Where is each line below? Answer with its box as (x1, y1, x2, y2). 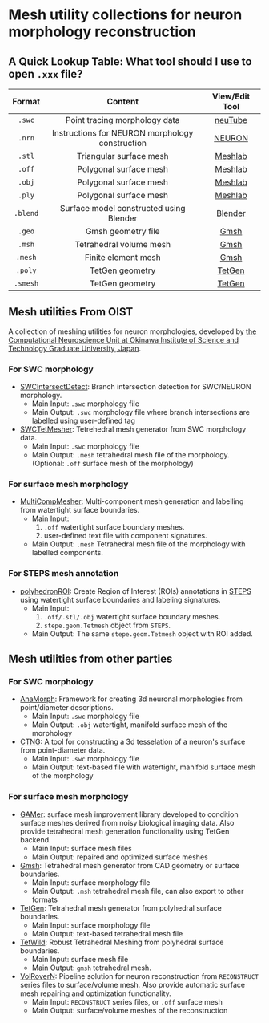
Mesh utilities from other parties (8, 652, 173, 666)
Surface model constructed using (59, 203, 186, 213)
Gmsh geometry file (85, 226, 160, 237)
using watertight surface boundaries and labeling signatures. (19, 595, 221, 604)
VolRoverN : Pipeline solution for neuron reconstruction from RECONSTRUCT (19, 971, 259, 980)
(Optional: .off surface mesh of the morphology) (31, 459, 194, 469)
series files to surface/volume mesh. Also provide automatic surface (19, 980, 246, 989)
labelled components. (31, 548, 104, 558)
